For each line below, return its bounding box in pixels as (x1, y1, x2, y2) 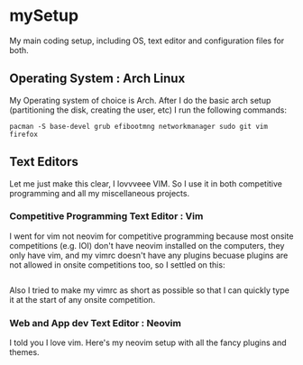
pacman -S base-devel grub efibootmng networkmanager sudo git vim (9, 122, 269, 131)
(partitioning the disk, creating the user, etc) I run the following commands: (9, 105, 287, 115)
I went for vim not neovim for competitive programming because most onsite (9, 231, 294, 242)
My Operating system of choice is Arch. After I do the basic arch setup (9, 95, 271, 105)
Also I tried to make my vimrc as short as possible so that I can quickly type (9, 285, 290, 296)
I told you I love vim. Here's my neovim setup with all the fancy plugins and (9, 337, 287, 348)
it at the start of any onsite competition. (9, 294, 156, 305)
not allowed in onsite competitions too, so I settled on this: (9, 259, 225, 270)
